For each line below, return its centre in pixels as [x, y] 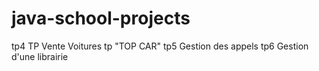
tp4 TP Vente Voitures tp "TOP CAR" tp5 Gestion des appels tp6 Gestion [160, 46]
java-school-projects [101, 18]
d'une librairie [40, 56]
